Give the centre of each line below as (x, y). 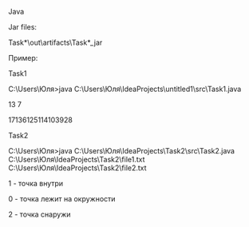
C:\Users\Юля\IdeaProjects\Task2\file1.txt (77, 159)
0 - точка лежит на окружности (62, 199)
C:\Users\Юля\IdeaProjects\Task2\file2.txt (77, 168)
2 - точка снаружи (40, 214)
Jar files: (23, 27)
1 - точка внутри (36, 183)
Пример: (23, 58)
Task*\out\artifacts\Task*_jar (55, 42)
